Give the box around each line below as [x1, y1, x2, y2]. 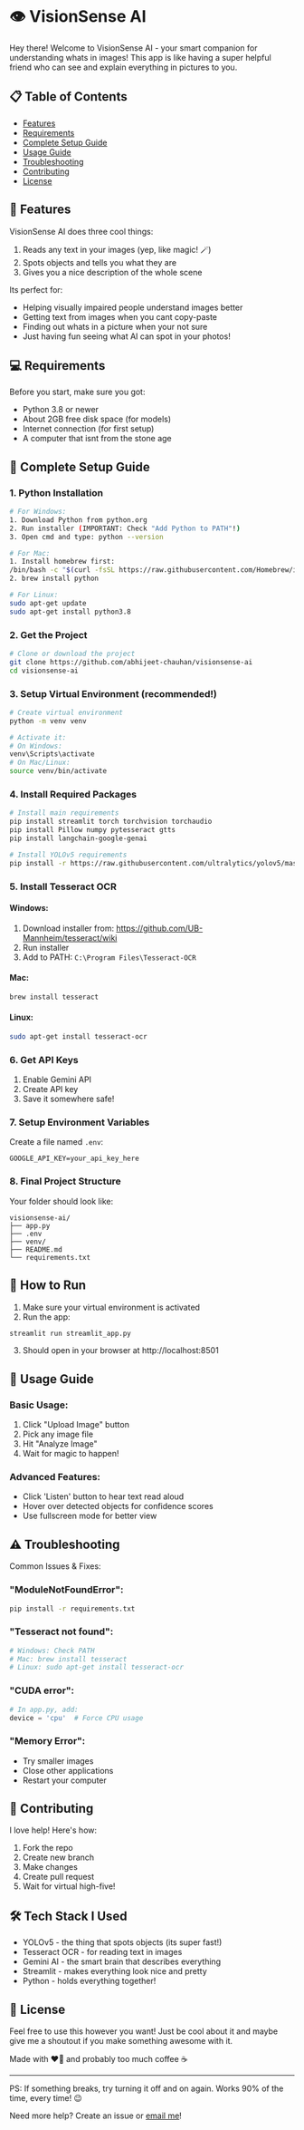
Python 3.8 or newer [22, 404, 100, 415]
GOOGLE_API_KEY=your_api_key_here [9, 1154, 140, 1164]
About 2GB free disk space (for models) [22, 413, 172, 425]
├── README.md [9, 1244, 63, 1254]
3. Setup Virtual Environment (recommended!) [9, 687, 217, 700]
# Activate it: [9, 732, 67, 742]
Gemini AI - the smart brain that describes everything [22, 1956, 222, 1967]
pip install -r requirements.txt [9, 1604, 136, 1613]
